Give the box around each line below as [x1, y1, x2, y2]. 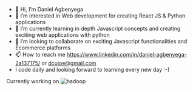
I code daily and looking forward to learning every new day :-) [15, 66, 170, 73]
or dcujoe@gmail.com [41, 60, 96, 66]
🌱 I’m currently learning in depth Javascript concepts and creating [15, 25, 181, 32]
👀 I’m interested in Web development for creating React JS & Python [15, 12, 186, 19]
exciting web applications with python [15, 31, 110, 39]
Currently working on [6, 78, 59, 84]
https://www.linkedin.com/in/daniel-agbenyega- [66, 51, 187, 58]
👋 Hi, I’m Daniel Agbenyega [15, 6, 84, 13]
